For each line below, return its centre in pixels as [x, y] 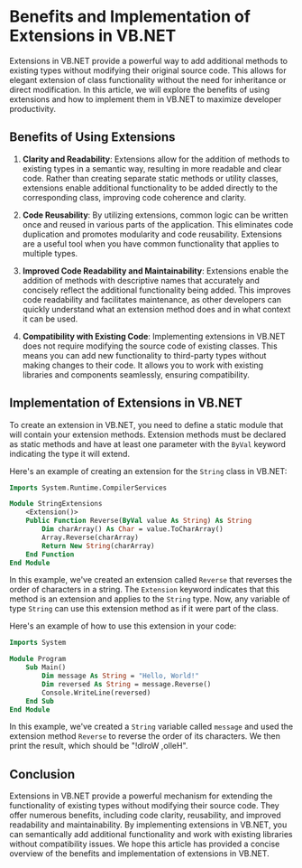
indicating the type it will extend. [70, 453]
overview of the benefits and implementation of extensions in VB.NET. [140, 854]
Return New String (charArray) [98, 546]
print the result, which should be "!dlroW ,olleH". [99, 746]
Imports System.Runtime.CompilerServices [88, 488]
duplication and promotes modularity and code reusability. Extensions [152, 234]
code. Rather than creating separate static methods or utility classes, [150, 178]
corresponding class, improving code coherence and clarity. [134, 197]
